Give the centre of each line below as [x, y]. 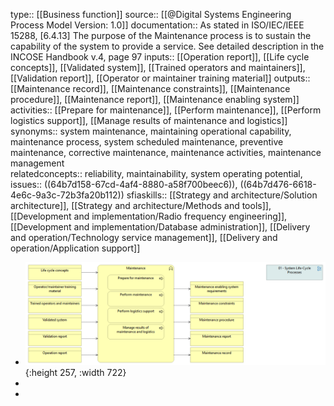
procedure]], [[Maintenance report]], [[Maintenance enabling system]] [155, 99]
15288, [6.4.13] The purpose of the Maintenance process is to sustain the [161, 35]
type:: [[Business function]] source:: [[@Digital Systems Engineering [151, 14]
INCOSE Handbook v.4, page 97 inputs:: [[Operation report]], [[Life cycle [160, 57]
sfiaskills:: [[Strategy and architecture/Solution [222, 195]
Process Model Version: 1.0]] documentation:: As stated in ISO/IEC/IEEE [157, 25]
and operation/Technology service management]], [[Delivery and [144, 237]
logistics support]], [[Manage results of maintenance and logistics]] [149, 120]
